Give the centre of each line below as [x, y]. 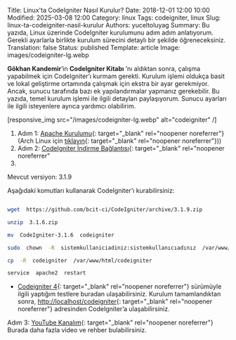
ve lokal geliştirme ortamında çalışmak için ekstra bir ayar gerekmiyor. [108, 83]
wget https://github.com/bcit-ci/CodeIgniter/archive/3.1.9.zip [105, 210]
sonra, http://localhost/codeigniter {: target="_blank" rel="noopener [115, 301]
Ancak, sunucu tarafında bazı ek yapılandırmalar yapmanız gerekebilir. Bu [113, 91]
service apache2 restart [47, 273]
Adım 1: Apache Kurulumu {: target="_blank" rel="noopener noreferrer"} [121, 133]
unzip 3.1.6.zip [33, 222]
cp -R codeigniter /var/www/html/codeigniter [80, 260]
